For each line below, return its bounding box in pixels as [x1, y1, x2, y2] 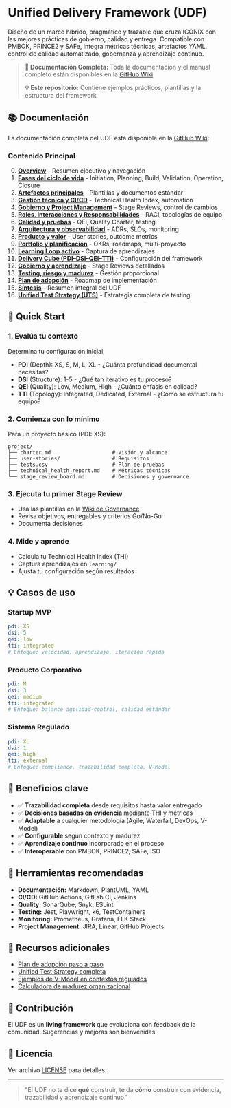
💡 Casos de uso [8, 587, 76, 599]
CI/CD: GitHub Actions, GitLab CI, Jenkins [17, 893, 136, 901]
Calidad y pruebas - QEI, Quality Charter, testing [17, 218, 156, 226]
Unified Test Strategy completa [17, 968, 106, 976]
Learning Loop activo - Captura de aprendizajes [17, 247, 155, 255]
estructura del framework [24, 91, 97, 99]
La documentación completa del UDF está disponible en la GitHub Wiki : [8, 134, 210, 142]
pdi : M [8, 680, 27, 688]
